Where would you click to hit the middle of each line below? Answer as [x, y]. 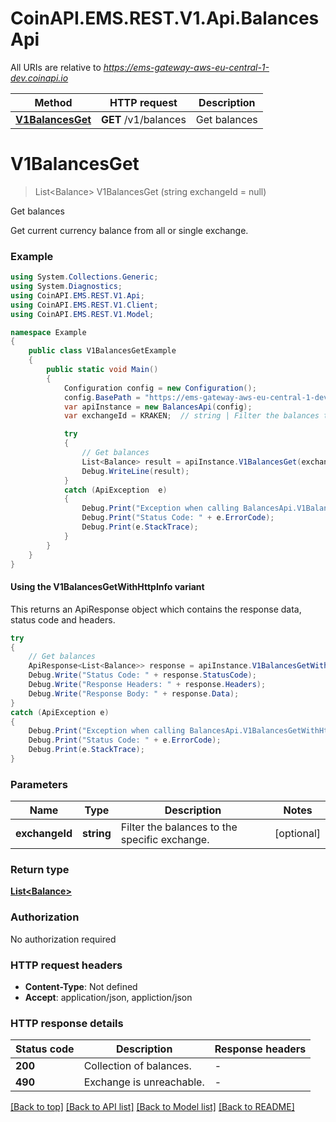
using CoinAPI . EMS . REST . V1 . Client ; [84, 305]
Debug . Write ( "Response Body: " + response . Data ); [134, 693]
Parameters [39, 784]
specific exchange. [165, 840]
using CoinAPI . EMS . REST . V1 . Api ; [77, 295]
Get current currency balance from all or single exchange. [129, 230]
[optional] [297, 834]
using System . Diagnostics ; [66, 287]
